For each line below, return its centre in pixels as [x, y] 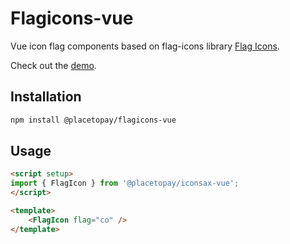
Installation [46, 97]
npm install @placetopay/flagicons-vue [93, 120]
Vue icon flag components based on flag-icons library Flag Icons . [145, 46]
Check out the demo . [53, 65]
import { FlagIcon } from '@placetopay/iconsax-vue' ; [125, 183]
